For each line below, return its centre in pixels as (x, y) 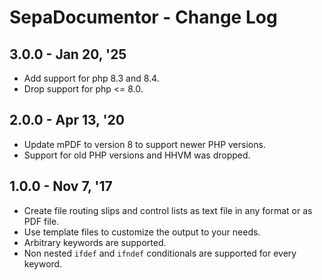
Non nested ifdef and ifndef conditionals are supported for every (160, 253)
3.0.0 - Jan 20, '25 (68, 54)
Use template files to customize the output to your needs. (142, 232)
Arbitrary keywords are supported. (95, 242)
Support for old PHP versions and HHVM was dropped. (137, 155)
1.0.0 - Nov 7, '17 (61, 186)
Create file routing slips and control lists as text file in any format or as (168, 210)
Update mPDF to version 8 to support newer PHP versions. (144, 144)
